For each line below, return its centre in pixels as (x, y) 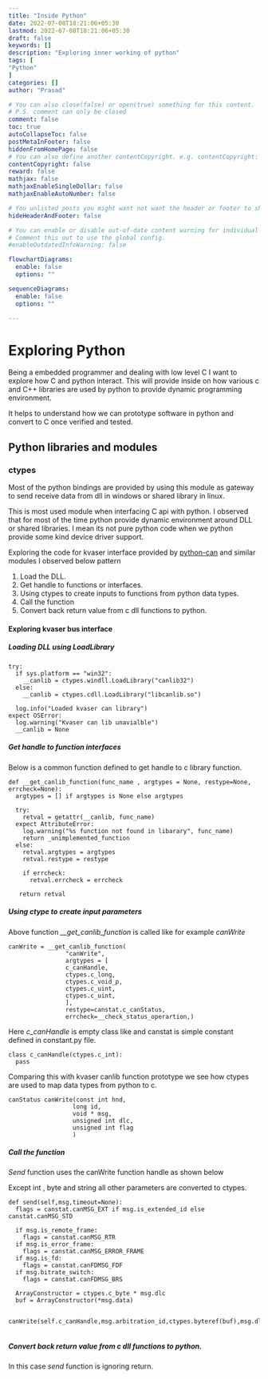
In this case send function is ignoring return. (81, 1366)
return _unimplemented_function (76, 838)
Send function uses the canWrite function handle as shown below (116, 1173)
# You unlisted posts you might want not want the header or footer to (130, 208)
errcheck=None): (35, 789)
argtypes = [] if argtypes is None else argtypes (99, 796)
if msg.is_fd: (39, 1259)
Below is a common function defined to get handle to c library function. (125, 767)
